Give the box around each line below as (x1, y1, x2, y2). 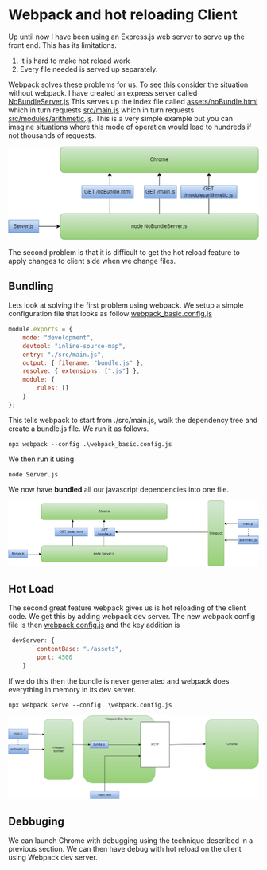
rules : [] (37, 384, 69, 392)
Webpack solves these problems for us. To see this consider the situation (8, 80, 249, 89)
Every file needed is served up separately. (19, 64, 158, 73)
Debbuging (8, 814, 65, 828)
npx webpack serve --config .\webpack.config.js (8, 701, 172, 709)
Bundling (8, 279, 54, 292)
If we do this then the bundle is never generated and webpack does (8, 676, 230, 686)
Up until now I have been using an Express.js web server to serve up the (8, 32, 245, 41)
